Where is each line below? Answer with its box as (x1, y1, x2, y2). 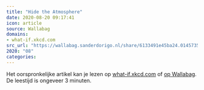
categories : (6, 54, 36, 60)
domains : (6, 31, 29, 37)
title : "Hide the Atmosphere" (6, 8, 83, 15)
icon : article (6, 20, 42, 26)
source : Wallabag (6, 25, 50, 32)
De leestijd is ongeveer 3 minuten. (6, 77, 92, 84)
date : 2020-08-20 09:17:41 (6, 14, 75, 21)
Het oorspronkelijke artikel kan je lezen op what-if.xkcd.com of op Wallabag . (6, 70, 197, 77)
